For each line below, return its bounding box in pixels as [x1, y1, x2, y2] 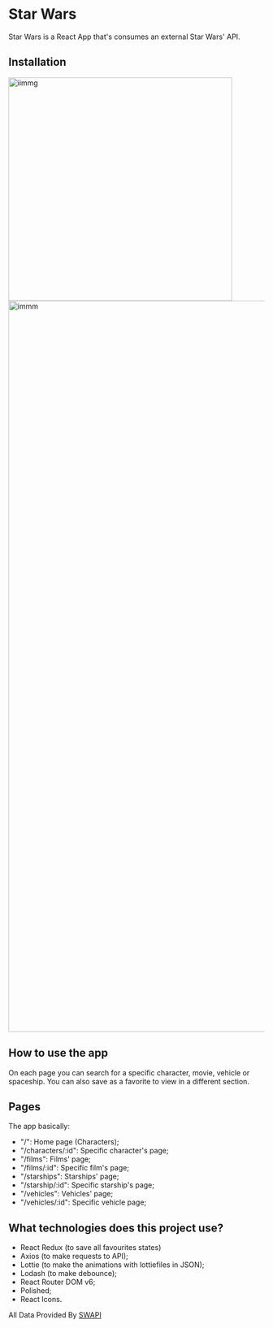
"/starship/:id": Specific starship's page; [19, 1180, 154, 1190]
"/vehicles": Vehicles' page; [19, 1189, 114, 1199]
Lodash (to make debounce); [19, 1269, 118, 1278]
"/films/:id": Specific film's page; [19, 1163, 130, 1173]
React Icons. [19, 1295, 63, 1304]
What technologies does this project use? [8, 1221, 223, 1235]
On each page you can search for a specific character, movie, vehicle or [8, 1067, 250, 1077]
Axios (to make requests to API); [19, 1252, 128, 1261]
